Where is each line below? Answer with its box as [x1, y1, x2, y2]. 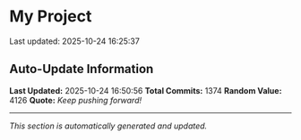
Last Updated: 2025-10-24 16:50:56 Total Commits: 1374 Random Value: [9, 85, 282, 95]
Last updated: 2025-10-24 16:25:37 [9, 36, 141, 46]
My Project [9, 6, 92, 27]
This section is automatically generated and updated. [9, 120, 208, 131]
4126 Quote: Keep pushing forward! [9, 95, 142, 105]
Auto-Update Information [9, 62, 154, 77]
